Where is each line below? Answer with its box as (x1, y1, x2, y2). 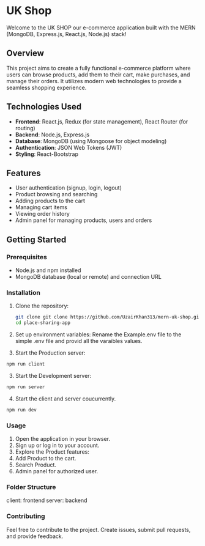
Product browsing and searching (15, 191, 98, 198)
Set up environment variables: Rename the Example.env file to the (15, 331, 182, 338)
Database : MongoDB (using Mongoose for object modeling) (15, 137, 167, 144)
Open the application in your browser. (15, 435, 111, 443)
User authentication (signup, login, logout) (15, 184, 122, 191)
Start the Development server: (15, 372, 92, 379)
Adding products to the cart (15, 197, 86, 205)
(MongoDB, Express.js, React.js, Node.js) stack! (6, 30, 127, 37)
